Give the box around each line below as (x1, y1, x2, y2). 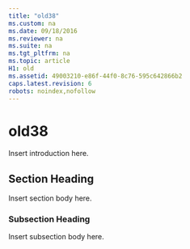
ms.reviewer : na (8, 34, 63, 43)
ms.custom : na (8, 19, 57, 27)
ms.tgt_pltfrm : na (8, 49, 70, 57)
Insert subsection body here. (8, 232, 105, 242)
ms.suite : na (8, 42, 53, 50)
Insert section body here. (8, 193, 92, 203)
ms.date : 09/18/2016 (8, 27, 78, 35)
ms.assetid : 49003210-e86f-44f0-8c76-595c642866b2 (8, 72, 183, 80)
